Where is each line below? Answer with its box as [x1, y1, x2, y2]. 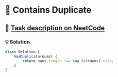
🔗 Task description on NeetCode [5, 24, 105, 32]
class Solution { [5, 49, 40, 54]
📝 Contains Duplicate [5, 4, 92, 16]
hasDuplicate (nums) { [14, 54, 57, 59]
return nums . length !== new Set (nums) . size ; [22, 58, 114, 63]
